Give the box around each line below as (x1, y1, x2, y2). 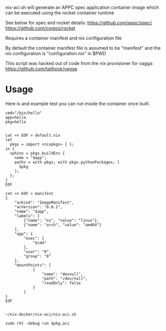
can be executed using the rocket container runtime (5, 10, 114, 16)
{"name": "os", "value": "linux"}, (23, 217, 100, 223)
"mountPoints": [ (14, 262, 52, 268)
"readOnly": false (41, 280, 81, 285)
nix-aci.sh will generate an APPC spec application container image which (5, 5, 159, 10)
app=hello (5, 115, 27, 120)
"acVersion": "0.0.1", (14, 204, 63, 209)
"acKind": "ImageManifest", (14, 200, 74, 205)
